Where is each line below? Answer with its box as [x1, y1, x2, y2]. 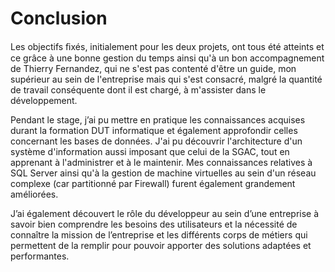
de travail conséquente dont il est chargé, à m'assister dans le [10, 83, 267, 96]
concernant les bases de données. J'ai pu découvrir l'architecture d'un [10, 135, 303, 147]
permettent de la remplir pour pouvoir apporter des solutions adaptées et [10, 239, 312, 251]
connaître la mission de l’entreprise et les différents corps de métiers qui [10, 228, 308, 241]
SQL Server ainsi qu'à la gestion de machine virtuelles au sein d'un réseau [10, 167, 317, 179]
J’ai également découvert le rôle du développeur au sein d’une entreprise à [10, 207, 320, 219]
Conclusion [10, 7, 108, 30]
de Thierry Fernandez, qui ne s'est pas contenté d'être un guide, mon [10, 62, 297, 74]
